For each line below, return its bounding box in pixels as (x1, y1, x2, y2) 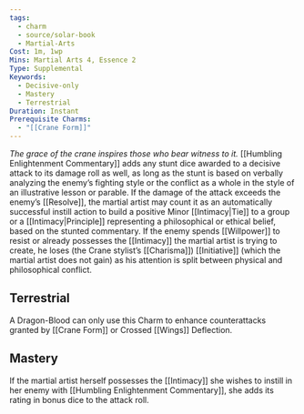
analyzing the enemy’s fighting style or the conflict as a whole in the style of (9, 177, 295, 187)
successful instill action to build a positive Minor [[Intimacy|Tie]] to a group (9, 207, 290, 217)
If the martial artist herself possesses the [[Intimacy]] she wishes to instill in (9, 375, 293, 386)
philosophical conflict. (9, 265, 93, 275)
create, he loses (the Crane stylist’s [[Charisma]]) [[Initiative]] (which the (9, 245, 281, 256)
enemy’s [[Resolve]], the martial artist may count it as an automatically (9, 197, 273, 207)
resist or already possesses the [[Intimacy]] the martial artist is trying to (9, 236, 278, 246)
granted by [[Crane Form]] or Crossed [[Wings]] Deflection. (9, 324, 233, 335)
